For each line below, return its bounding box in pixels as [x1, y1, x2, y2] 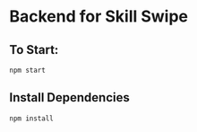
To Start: [9, 42, 59, 57]
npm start [9, 66, 47, 75]
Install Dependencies [9, 90, 130, 105]
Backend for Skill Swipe [9, 6, 189, 27]
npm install [9, 114, 54, 123]
